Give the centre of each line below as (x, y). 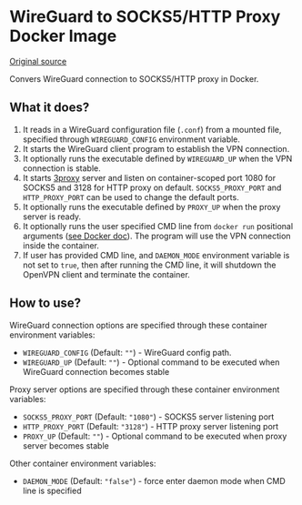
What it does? (50, 108)
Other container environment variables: (83, 463)
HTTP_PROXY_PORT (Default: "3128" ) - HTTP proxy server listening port (151, 426)
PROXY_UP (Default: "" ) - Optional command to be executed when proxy (155, 436)
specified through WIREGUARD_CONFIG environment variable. (131, 139)
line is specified (52, 490)
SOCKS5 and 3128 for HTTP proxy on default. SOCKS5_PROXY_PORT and (152, 187)
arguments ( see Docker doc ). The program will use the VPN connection (156, 236)
